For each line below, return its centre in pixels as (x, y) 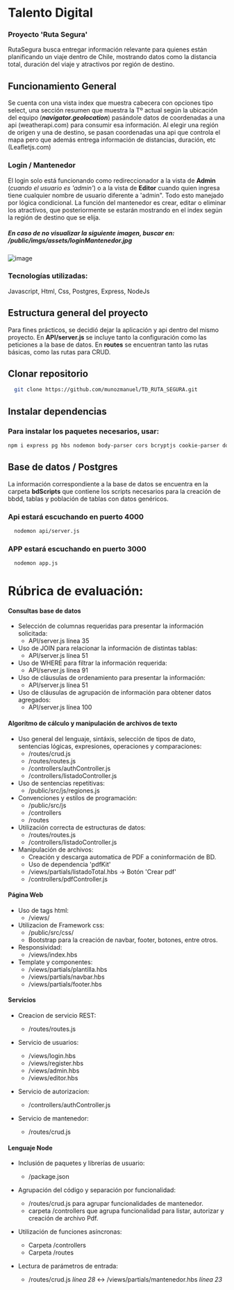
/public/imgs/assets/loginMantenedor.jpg (70, 240)
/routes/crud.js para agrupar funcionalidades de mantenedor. (116, 1204)
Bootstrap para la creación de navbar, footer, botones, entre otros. (123, 940)
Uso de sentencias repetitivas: (61, 783)
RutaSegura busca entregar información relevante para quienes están (108, 49)
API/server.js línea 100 (60, 707)
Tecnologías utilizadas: (48, 276)
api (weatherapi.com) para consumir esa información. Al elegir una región (113, 125)
